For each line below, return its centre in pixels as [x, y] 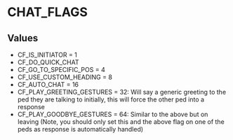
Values [23, 38]
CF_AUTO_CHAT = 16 [48, 84]
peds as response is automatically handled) [80, 129]
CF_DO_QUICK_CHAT [48, 62]
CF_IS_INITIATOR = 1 [47, 55]
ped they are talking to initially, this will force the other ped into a [111, 99]
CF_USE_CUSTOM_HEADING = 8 [65, 77]
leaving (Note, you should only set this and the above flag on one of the [121, 122]
